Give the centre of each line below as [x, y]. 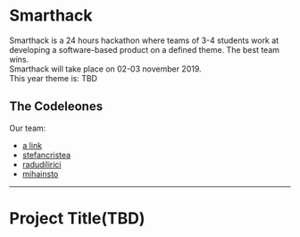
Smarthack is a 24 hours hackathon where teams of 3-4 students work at [144, 40]
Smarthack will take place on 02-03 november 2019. [106, 69]
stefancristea [46, 155]
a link [32, 145]
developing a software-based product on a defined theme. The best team [144, 49]
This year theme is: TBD [54, 78]
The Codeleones [56, 107]
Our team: [28, 128]
